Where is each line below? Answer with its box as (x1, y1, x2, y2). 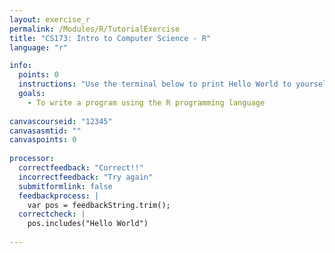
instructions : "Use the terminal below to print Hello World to (18, 79, 292, 90)
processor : (9, 154, 55, 164)
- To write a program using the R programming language (27, 97, 266, 108)
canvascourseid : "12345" (9, 116, 113, 126)
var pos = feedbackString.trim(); (27, 200, 171, 210)
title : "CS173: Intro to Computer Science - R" (9, 33, 212, 43)
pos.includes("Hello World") (27, 219, 149, 229)
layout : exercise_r (9, 14, 91, 25)
